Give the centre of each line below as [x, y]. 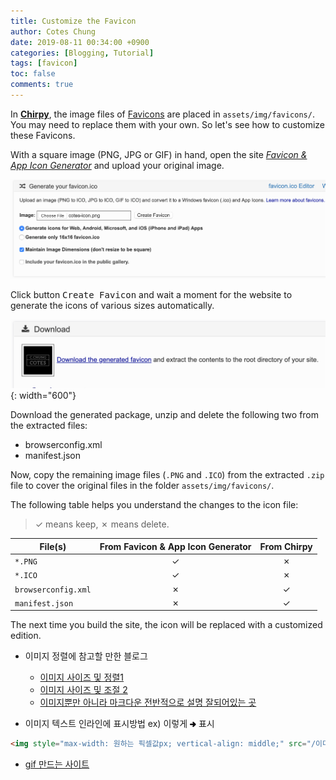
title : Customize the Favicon [73, 21]
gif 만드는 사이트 [57, 764]
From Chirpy [286, 546]
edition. [26, 636]
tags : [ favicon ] [44, 63]
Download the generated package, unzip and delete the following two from [165, 415]
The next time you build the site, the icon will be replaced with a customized [166, 625]
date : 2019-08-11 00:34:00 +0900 [80, 42]
